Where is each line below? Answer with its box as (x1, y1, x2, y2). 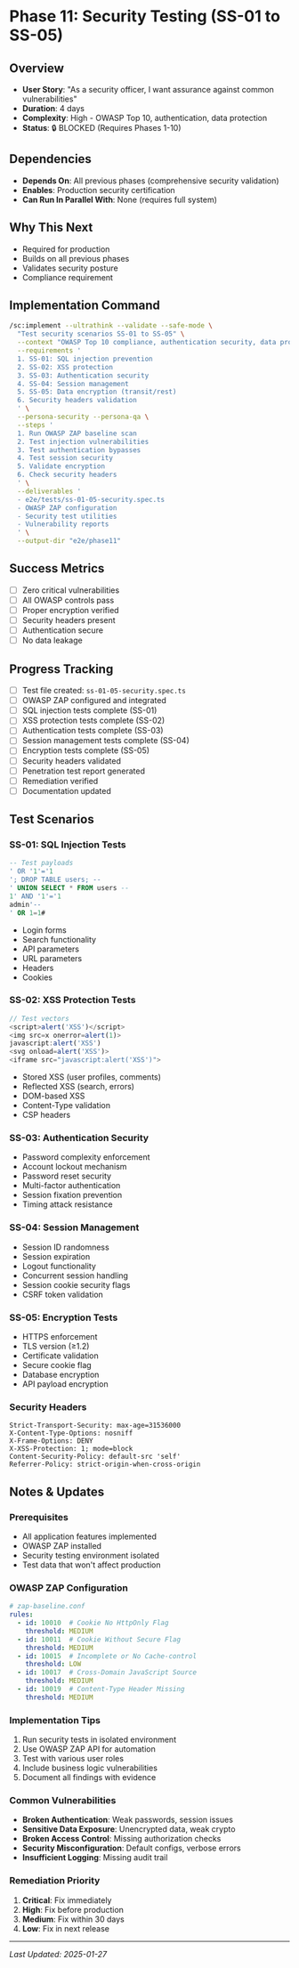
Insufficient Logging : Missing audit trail (21, 1852, 168, 1863)
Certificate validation (21, 1350, 100, 1361)
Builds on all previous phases (21, 253, 130, 263)
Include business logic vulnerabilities (21, 1762, 158, 1773)
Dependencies (9, 151, 92, 166)
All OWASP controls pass (21, 595, 115, 605)
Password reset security (21, 1170, 112, 1181)
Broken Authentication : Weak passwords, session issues (21, 1814, 234, 1826)
